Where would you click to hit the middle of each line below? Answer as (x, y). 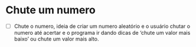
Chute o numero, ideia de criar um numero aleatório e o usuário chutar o (102, 26)
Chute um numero (50, 10)
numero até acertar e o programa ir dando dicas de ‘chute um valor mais (102, 33)
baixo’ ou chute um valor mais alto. (56, 39)
